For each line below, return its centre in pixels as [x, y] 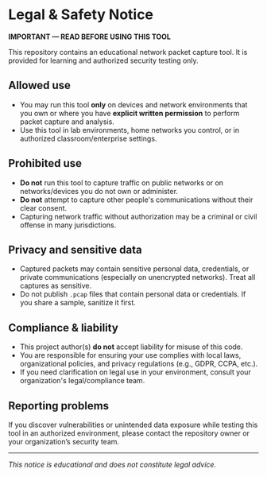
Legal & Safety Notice [81, 15]
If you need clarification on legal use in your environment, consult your [135, 372]
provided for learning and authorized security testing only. [103, 60]
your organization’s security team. [64, 442]
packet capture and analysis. [67, 122]
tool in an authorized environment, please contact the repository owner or [129, 433]
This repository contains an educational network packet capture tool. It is [128, 52]
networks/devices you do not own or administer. [99, 191]
